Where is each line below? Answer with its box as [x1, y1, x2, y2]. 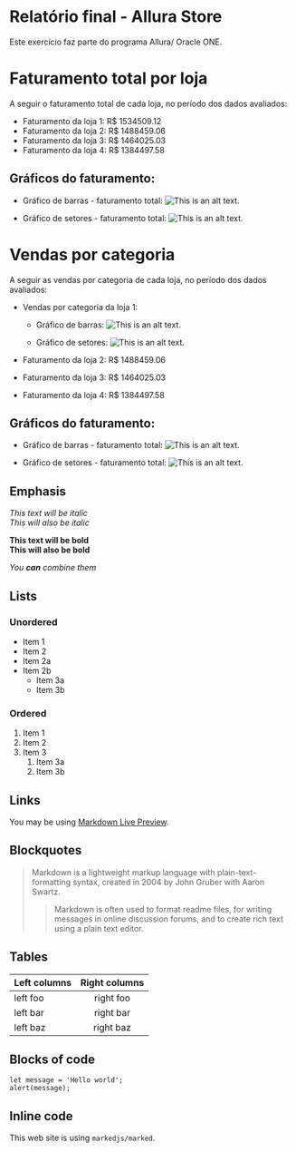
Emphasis [9, 483, 66, 499]
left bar [14, 1006, 45, 1019]
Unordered [9, 615, 58, 628]
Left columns [14, 976, 72, 989]
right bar [93, 1006, 131, 1019]
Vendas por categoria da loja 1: [22, 301, 138, 312]
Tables [9, 950, 48, 965]
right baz [93, 1020, 131, 1033]
